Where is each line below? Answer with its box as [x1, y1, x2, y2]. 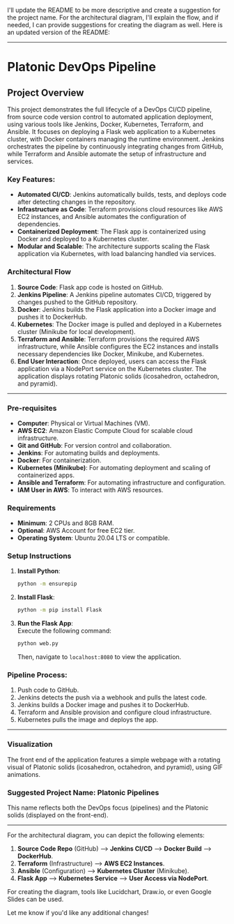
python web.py [17, 640, 58, 647]
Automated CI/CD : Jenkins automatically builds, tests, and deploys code [17, 190, 227, 199]
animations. [7, 770, 40, 778]
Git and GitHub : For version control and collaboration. [17, 441, 172, 449]
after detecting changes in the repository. [17, 198, 136, 206]
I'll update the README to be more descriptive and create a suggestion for [7, 6, 221, 14]
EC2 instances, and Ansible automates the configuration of [17, 213, 187, 221]
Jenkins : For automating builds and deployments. [17, 448, 160, 457]
